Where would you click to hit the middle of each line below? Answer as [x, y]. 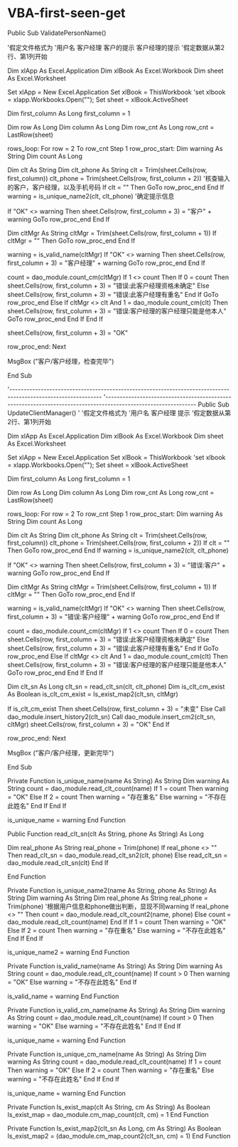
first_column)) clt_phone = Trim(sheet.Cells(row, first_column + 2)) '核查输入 [119, 178]
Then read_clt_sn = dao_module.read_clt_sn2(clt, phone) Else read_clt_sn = [118, 855]
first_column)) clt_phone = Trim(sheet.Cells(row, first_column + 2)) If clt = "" [119, 543]
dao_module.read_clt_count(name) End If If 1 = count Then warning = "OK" [117, 922]
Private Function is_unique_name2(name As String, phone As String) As [112, 890]
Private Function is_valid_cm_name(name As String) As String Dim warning [117, 1010]
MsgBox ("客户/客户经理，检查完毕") [61, 361]
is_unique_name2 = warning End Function [69, 952]
